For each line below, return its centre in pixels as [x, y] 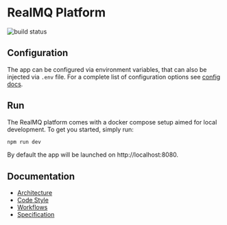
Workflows [32, 207]
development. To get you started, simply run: [70, 129]
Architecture [35, 193]
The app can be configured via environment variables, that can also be [107, 69]
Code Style [33, 200]
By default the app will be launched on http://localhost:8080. [93, 155]
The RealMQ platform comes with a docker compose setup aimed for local [112, 122]
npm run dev [24, 142]
